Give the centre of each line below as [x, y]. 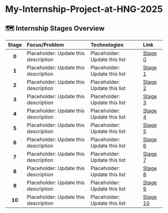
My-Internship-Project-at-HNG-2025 [84, 9]
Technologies [107, 45]
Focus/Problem [45, 45]
